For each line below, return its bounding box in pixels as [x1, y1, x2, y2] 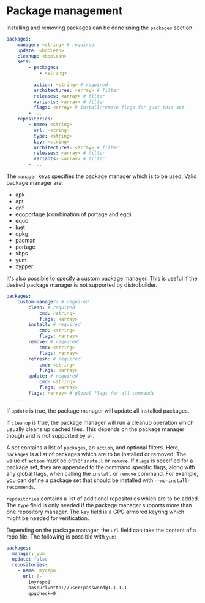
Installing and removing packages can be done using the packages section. [6, 24, 194, 31]
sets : [17, 59, 32, 65]
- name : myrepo [17, 567, 56, 574]
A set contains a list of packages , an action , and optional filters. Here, [6, 443, 180, 451]
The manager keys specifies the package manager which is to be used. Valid [6, 173, 197, 180]
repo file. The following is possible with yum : [6, 532, 116, 540]
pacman [15, 237, 36, 244]
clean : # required [28, 305, 75, 311]
